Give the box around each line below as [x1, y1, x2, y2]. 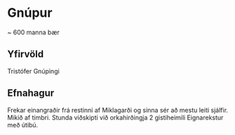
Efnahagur [7, 87, 55, 99]
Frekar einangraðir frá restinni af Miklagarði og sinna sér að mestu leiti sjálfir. [7, 106, 229, 114]
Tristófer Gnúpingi [7, 66, 60, 75]
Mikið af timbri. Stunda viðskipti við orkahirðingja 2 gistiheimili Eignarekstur [7, 113, 224, 122]
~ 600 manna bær [7, 28, 60, 36]
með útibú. [7, 120, 39, 129]
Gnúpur [7, 5, 53, 21]
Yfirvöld [7, 48, 44, 60]
